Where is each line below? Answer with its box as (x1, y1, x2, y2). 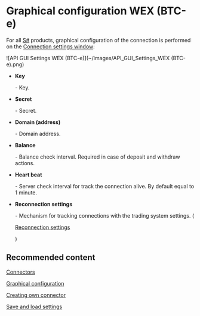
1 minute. (14, 189, 38, 196)
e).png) (6, 61, 24, 68)
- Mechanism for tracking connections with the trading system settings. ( (14, 212, 195, 219)
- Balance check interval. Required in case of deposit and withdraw (14, 153, 180, 160)
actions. (14, 159, 35, 166)
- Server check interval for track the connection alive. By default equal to (14, 182, 195, 190)
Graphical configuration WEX (6, 4, 155, 18)
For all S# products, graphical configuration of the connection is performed (6, 36, 191, 44)
